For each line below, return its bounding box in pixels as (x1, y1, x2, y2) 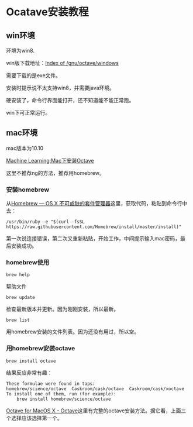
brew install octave (6, 358, 57, 364)
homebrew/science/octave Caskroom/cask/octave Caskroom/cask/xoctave (6, 385, 184, 392)
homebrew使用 (6, 259, 50, 267)
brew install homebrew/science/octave (16, 396, 111, 402)
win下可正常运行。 (6, 109, 51, 116)
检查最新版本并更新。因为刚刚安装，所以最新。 (6, 305, 119, 313)
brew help (6, 272, 30, 278)
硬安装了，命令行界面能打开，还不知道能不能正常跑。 (6, 97, 135, 104)
